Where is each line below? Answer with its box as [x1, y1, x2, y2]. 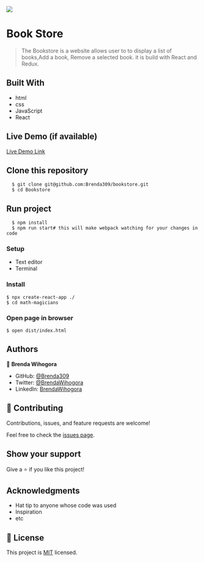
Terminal [15, 265, 38, 272]
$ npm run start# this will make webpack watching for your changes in [12, 225, 199, 231]
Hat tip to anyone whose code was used [15, 502, 117, 509]
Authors [6, 344, 38, 354]
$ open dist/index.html [6, 328, 67, 334]
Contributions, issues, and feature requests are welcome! [6, 419, 151, 427]
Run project [6, 203, 52, 214]
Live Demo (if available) [6, 132, 98, 142]
